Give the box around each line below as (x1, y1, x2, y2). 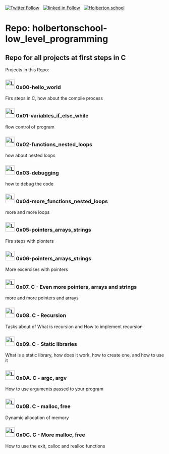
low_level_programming (5, 33, 108, 45)
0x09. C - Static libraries (16, 340, 77, 347)
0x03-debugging (16, 169, 59, 176)
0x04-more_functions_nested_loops (16, 198, 108, 205)
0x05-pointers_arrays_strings (16, 226, 92, 234)
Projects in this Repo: (5, 67, 49, 73)
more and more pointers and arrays (5, 295, 79, 301)
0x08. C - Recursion (16, 312, 67, 319)
